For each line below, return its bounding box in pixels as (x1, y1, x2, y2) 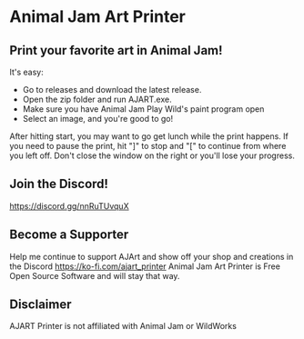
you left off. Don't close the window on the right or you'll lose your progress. (9, 150, 296, 161)
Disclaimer (9, 297, 72, 313)
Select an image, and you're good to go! (22, 114, 174, 124)
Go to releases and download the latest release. (22, 85, 202, 95)
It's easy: (9, 66, 44, 77)
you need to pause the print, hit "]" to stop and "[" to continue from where (9, 141, 287, 151)
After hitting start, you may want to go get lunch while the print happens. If (9, 131, 289, 142)
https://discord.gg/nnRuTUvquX (9, 200, 129, 211)
